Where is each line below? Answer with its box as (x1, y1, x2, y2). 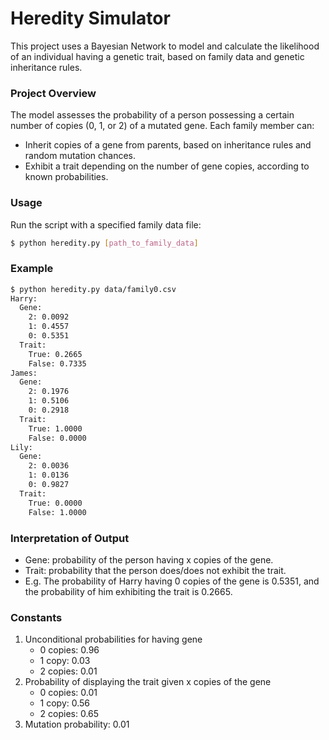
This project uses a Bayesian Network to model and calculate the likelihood (10, 40, 320, 52)
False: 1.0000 (28, 507, 87, 517)
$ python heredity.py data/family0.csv (10, 284, 177, 294)
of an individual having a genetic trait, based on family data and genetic (10, 50, 305, 62)
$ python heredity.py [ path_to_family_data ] (10, 238, 199, 248)
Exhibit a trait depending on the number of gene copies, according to (24, 160, 310, 172)
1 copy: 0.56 (39, 697, 91, 709)
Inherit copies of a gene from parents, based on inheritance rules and (24, 139, 312, 151)
